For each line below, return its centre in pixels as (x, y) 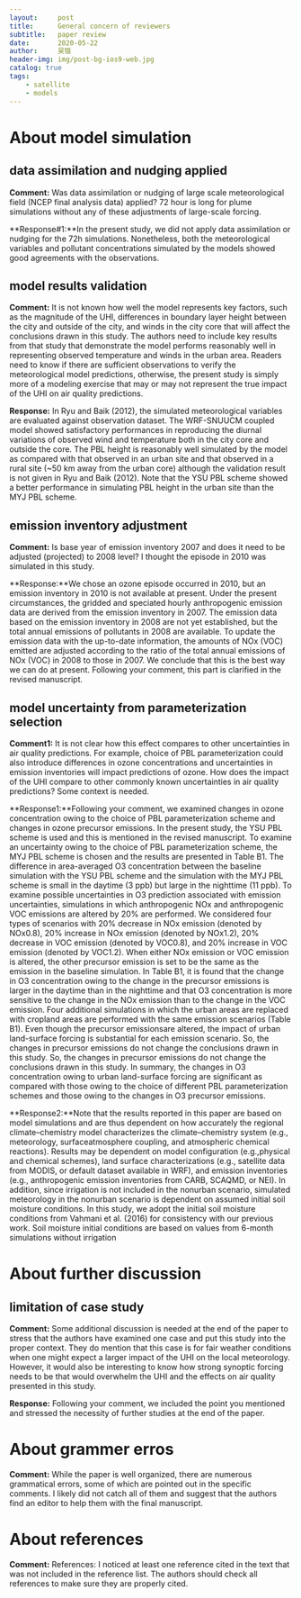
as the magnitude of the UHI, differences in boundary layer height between (148, 317)
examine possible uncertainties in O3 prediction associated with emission (145, 894)
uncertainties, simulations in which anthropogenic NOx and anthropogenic (147, 904)
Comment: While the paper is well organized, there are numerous (131, 1474)
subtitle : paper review (58, 34)
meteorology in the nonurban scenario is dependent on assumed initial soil (147, 1199)
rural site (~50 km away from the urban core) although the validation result (147, 468)
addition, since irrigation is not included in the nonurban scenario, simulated (150, 1189)
